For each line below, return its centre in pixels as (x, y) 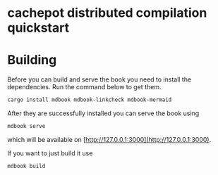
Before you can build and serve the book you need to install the (99, 79)
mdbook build (26, 166)
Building (32, 60)
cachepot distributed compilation (107, 13)
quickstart (38, 28)
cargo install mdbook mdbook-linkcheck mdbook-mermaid (90, 100)
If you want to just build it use (50, 153)
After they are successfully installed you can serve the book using (103, 113)
